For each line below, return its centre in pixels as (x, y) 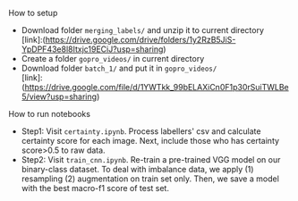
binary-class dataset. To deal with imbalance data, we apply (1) (137, 169)
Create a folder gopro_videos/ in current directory (113, 59)
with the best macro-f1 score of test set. (95, 188)
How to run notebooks (50, 114)
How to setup (33, 13)
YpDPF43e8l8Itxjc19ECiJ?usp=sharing (92, 49)
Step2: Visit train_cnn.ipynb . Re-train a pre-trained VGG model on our (151, 159)
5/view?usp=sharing (59, 96)
